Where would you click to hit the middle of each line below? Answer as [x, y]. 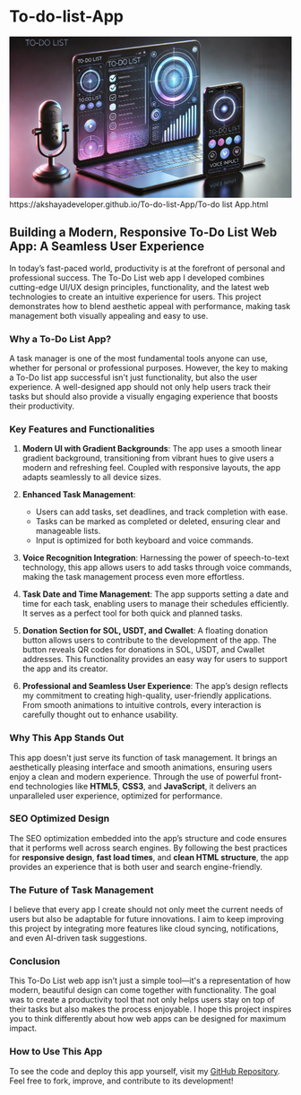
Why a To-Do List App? [60, 339]
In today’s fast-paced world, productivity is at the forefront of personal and [147, 268]
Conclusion [35, 961]
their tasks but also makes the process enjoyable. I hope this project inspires [150, 1009]
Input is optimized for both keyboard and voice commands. [144, 540]
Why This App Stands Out [67, 738]
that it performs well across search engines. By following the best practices [149, 848]
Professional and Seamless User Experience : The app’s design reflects [155, 686]
